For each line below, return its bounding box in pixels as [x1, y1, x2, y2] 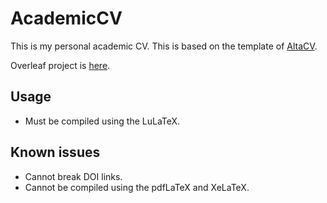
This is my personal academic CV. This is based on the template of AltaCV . [10, 40, 318, 52]
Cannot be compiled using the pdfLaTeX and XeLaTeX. [24, 181, 250, 193]
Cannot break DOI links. [24, 170, 123, 182]
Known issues [10, 144, 101, 161]
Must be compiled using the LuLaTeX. [24, 115, 181, 127]
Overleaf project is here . [10, 59, 111, 71]
